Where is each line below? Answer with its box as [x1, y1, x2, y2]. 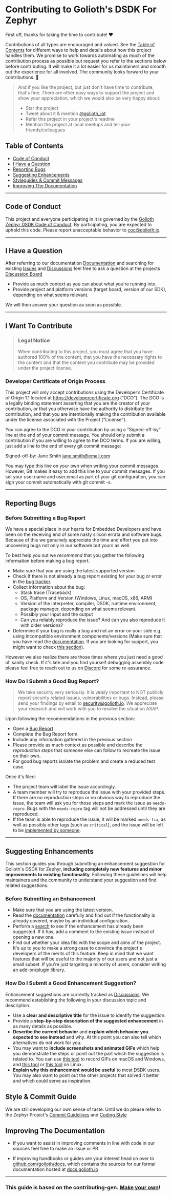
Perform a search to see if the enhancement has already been [12, 923, 144, 930]
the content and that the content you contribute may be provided [17, 359, 155, 365]
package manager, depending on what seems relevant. [20, 606, 137, 612]
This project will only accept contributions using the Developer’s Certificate [5, 389, 164, 396]
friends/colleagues [25, 127, 66, 133]
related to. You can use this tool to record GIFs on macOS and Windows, [12, 1056, 165, 1062]
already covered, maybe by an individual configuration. [12, 918, 129, 924]
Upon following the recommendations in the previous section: [5, 716, 135, 722]
